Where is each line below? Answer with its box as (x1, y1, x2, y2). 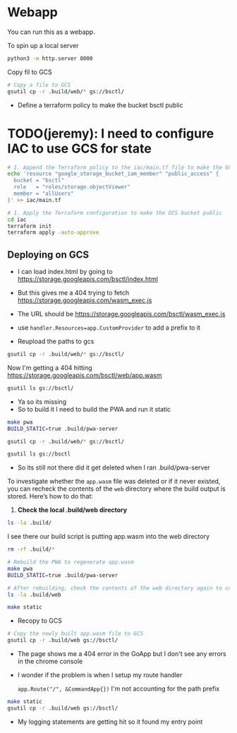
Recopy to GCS (17, 616, 62, 625)
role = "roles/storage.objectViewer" (13, 184, 131, 191)
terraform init (7, 222, 52, 230)
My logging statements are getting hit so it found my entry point (17, 717, 203, 726)
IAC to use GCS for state (7, 141, 152, 156)
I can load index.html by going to (17, 268, 113, 276)
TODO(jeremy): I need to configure (7, 125, 214, 141)
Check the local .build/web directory (17, 506, 128, 514)
